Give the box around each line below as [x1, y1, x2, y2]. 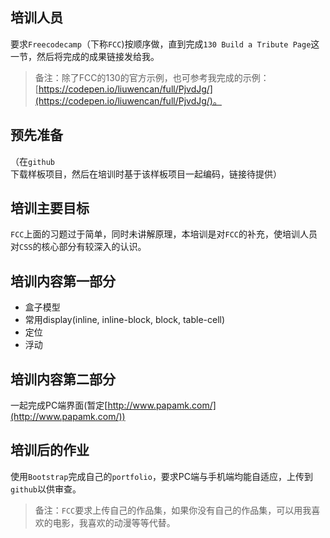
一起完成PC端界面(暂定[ [10, 399, 108, 412]
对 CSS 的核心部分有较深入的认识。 [10, 241, 147, 253]
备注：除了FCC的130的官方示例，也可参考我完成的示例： [34, 71, 270, 83]
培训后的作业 [10, 442, 90, 459]
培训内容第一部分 [10, 273, 116, 290]
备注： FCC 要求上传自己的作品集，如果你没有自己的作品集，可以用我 [34, 504, 312, 516]
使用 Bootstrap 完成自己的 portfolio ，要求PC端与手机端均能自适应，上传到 [10, 470, 314, 482]
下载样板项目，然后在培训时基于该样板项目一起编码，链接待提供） [10, 168, 282, 180]
